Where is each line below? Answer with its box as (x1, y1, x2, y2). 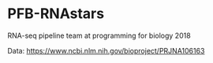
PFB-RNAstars (7, 5, 104, 23)
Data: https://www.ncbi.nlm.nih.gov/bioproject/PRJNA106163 (7, 46, 205, 55)
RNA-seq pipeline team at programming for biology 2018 (7, 31, 191, 40)
